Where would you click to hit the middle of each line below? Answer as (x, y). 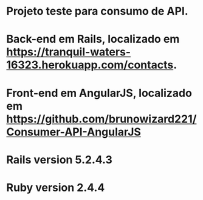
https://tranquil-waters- (69, 52)
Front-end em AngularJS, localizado (99, 93)
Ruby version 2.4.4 (56, 187)
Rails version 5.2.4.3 (59, 159)
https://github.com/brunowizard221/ (101, 119)
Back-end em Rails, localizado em (93, 39)
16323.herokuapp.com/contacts (90, 65)
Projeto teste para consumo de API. (97, 11)
